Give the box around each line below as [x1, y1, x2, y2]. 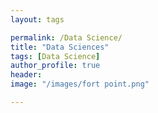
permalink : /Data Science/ [10, 32, 123, 43]
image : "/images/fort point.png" [10, 79, 150, 90]
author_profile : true [10, 61, 101, 71]
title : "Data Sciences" [10, 42, 110, 52]
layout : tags [10, 14, 65, 25]
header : [10, 70, 43, 80]
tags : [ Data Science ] [10, 51, 101, 61]
